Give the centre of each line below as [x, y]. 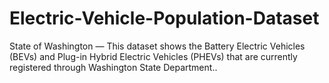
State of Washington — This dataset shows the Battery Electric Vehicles [157, 46]
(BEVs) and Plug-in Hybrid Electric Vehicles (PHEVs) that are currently [153, 56]
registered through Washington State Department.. [113, 67]
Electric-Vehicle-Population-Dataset [164, 18]
